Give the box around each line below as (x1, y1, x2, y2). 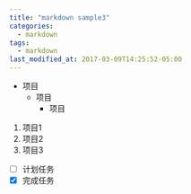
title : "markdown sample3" (9, 13, 110, 22)
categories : (9, 22, 54, 31)
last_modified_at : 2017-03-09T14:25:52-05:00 (9, 55, 182, 64)
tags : (9, 38, 30, 48)
